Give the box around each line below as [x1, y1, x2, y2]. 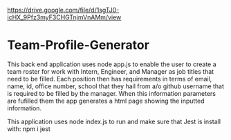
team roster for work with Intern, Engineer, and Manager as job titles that [7, 67, 214, 75]
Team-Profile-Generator [7, 37, 150, 53]
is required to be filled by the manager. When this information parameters [7, 89, 216, 97]
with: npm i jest [7, 124, 50, 133]
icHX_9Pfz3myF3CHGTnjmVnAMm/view [7, 13, 122, 21]
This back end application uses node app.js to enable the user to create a [7, 60, 216, 68]
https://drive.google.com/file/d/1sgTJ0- [7, 6, 120, 14]
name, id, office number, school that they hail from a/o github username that [7, 82, 225, 90]
